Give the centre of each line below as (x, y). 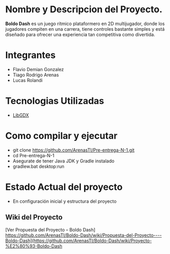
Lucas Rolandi (27, 80)
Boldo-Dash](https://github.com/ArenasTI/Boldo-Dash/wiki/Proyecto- (79, 240)
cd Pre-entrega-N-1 (34, 155)
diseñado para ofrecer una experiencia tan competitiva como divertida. (80, 34)
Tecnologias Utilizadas (55, 101)
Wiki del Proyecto (34, 217)
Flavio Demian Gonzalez (38, 69)
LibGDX (21, 115)
